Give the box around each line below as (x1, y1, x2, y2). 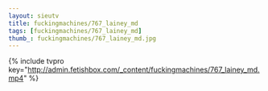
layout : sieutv (8, 11, 60, 20)
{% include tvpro (8, 56, 64, 66)
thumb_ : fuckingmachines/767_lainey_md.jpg (8, 34, 157, 43)
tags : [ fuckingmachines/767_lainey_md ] (8, 27, 142, 35)
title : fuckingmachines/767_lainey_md (8, 19, 138, 27)
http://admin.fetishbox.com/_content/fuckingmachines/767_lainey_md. (27, 65, 260, 75)
